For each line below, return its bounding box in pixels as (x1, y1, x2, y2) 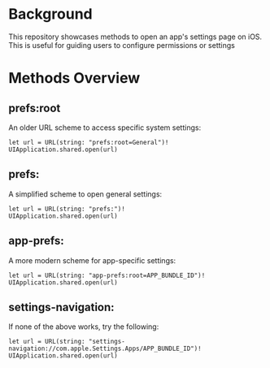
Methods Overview (8, 69, 141, 88)
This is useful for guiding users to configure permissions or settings (8, 40, 236, 50)
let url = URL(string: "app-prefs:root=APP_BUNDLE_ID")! (8, 271, 206, 279)
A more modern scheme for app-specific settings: (8, 255, 176, 265)
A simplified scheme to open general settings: (8, 188, 163, 199)
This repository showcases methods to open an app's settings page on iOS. (8, 32, 263, 41)
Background (8, 5, 93, 24)
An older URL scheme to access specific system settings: (8, 123, 202, 132)
